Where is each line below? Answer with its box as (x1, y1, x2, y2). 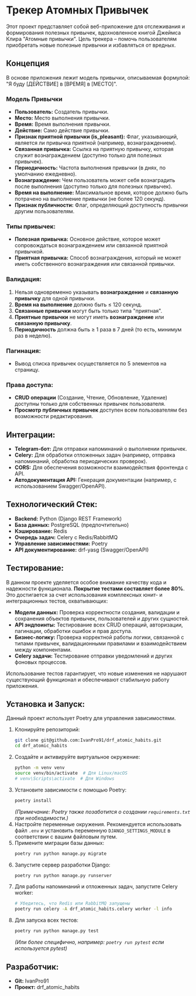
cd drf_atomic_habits (14, 743, 67, 749)
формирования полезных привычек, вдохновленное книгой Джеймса (6, 29, 181, 36)
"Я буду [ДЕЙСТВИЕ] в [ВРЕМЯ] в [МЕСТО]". (6, 80, 118, 87)
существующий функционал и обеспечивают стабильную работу (6, 676, 170, 683)
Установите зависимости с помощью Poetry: (14, 786, 127, 793)
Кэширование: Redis (14, 528, 67, 535)
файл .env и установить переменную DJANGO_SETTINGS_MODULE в (14, 827, 171, 834)
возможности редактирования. (14, 413, 94, 420)
